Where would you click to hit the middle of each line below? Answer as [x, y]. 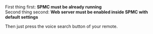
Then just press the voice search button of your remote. [61, 26]
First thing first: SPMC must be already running [53, 7]
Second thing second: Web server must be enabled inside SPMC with [76, 12]
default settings [22, 17]
